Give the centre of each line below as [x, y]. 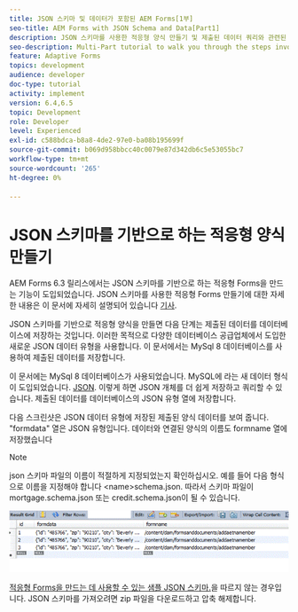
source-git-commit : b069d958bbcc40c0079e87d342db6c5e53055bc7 [126, 150]
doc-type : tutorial [45, 84]
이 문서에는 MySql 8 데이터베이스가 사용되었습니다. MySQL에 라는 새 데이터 [141, 376]
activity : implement [47, 93]
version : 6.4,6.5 [41, 103]
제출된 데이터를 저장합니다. [79, 357]
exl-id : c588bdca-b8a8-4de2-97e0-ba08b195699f [97, 141]
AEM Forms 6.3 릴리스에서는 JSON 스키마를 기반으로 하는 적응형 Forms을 [138, 283]
